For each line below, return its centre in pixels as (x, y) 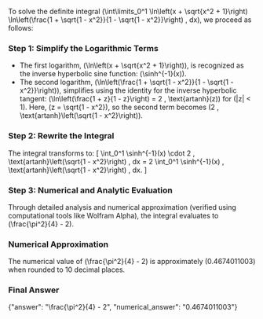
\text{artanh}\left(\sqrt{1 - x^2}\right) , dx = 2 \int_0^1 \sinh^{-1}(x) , (116, 161)
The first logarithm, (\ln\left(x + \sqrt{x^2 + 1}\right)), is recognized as (132, 65)
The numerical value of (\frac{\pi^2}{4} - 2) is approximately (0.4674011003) (132, 262)
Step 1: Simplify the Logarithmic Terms (83, 48)
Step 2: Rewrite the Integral (61, 136)
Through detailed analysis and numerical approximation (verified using (122, 207)
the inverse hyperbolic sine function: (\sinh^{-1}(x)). (103, 74)
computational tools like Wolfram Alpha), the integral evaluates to (113, 215)
